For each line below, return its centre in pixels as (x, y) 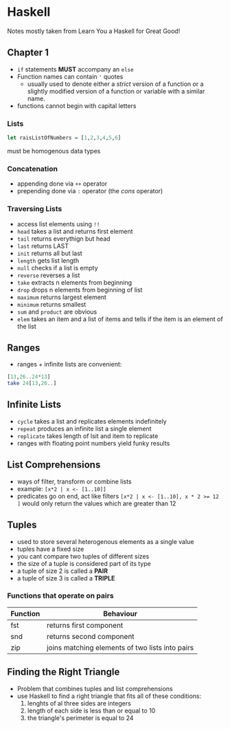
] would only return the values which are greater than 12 (96, 503)
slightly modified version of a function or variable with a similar (116, 91)
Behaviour (120, 613)
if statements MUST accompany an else (75, 69)
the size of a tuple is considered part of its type (84, 563)
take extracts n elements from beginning (74, 282)
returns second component (91, 636)
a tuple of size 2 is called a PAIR (62, 571)
